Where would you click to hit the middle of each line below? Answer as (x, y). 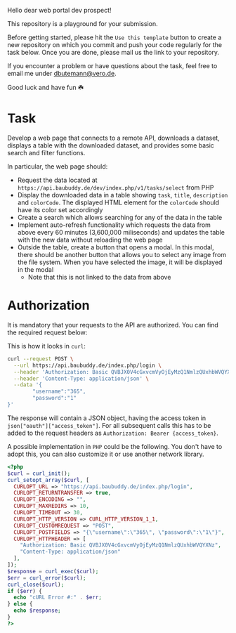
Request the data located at (57, 180)
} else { (20, 604)
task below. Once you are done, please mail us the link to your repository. (113, 52)
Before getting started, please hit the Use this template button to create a (114, 37)
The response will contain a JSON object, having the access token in (107, 418)
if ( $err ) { (25, 591)
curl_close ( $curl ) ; (36, 585)
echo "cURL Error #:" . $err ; (58, 598)
